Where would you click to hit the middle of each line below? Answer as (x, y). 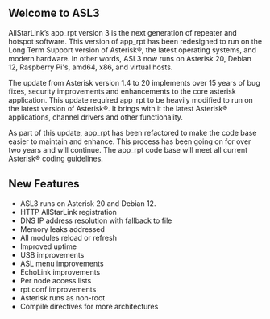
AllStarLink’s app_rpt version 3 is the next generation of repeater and (123, 32)
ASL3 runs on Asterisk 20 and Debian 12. (88, 203)
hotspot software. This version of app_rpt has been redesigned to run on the (135, 41)
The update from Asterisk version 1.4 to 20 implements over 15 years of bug (134, 82)
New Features (44, 184)
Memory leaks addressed (62, 229)
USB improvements (52, 254)
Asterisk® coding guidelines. (56, 158)
